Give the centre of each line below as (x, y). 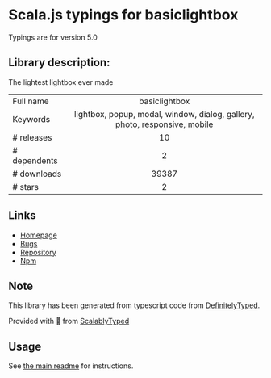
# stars (25, 187)
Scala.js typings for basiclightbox (123, 15)
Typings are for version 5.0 (53, 37)
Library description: (59, 63)
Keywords (31, 119)
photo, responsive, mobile (165, 124)
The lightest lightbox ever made (61, 82)
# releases (32, 137)
